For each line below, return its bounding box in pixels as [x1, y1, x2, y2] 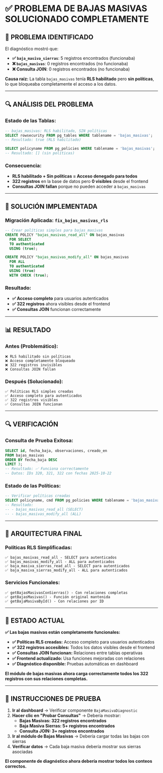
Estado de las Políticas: [5, 482, 61, 489]
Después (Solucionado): [5, 378, 64, 385]
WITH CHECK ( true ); [9, 273, 49, 278]
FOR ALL [9, 259, 25, 264]
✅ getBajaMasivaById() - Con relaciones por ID [5, 599, 104, 604]
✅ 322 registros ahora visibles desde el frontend [12, 301, 110, 307]
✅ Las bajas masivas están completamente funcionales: [5, 629, 120, 635]
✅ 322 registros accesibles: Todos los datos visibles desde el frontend [12, 645, 155, 650]
